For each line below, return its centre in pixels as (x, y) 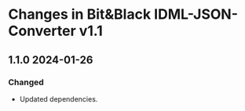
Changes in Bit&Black (80, 14)
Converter (42, 31)
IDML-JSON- (196, 14)
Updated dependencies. (59, 98)
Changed (26, 82)
